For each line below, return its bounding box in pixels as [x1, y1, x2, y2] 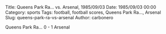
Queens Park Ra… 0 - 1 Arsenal [5, 24, 70, 30]
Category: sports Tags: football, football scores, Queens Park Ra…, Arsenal [5, 9, 161, 15]
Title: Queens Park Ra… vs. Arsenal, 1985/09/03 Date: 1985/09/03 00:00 [5, 4, 156, 10]
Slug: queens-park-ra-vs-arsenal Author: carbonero [5, 15, 114, 20]
